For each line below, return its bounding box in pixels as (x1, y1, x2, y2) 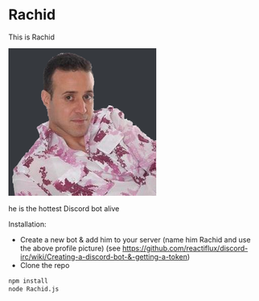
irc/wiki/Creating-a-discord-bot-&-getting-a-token (19, 251, 187, 262)
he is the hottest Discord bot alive (8, 203, 120, 214)
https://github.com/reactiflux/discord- (121, 243, 249, 253)
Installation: (8, 219, 47, 229)
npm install (8, 277, 48, 285)
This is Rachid (8, 32, 55, 42)
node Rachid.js (8, 285, 60, 293)
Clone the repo (19, 260, 70, 270)
